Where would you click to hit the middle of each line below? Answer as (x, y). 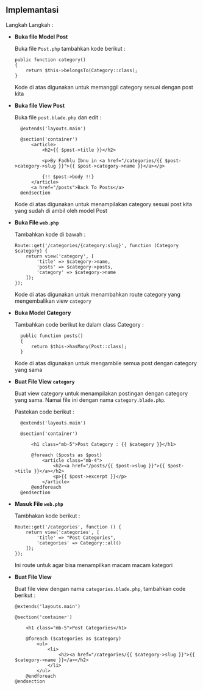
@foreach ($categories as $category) (73, 639)
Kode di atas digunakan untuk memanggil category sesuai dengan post (104, 87)
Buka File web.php (37, 222)
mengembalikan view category (53, 301)
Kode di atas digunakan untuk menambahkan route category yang (98, 294)
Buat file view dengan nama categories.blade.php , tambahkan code (100, 588)
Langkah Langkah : (30, 24)
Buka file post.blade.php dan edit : (58, 117)
